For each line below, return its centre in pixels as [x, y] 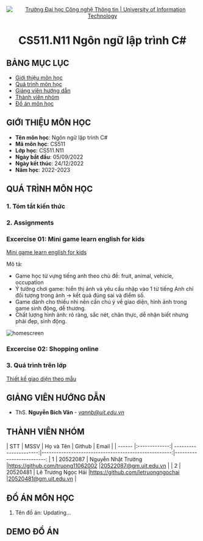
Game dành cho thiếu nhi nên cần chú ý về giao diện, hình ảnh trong [101, 302]
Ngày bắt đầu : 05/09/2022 [49, 157]
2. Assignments [30, 223]
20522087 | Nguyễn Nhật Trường [101, 459]
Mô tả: [14, 264]
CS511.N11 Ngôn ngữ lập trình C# [102, 41]
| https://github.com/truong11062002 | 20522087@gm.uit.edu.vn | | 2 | [94, 466]
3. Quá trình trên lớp [37, 365]
